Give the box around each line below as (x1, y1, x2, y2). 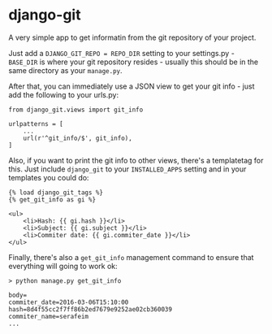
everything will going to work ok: (8, 261, 118, 271)
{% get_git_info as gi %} (8, 195, 96, 204)
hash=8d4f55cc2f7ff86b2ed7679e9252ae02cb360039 (8, 305, 173, 314)
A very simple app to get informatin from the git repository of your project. (8, 33, 257, 42)
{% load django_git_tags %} (8, 189, 104, 197)
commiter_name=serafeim (8, 312, 89, 320)
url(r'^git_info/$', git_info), (23, 134, 132, 142)
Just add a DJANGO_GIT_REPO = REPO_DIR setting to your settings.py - (8, 48, 235, 58)
